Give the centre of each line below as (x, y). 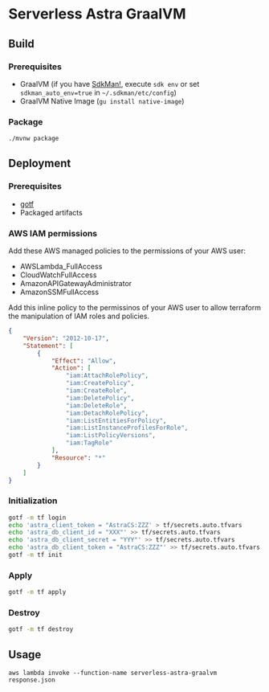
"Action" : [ (71, 368)
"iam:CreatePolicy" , (100, 383)
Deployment (40, 164)
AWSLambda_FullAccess (61, 267)
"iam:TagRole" (89, 443)
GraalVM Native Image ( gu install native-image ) (102, 100)
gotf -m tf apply (37, 592)
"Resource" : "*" (78, 458)
